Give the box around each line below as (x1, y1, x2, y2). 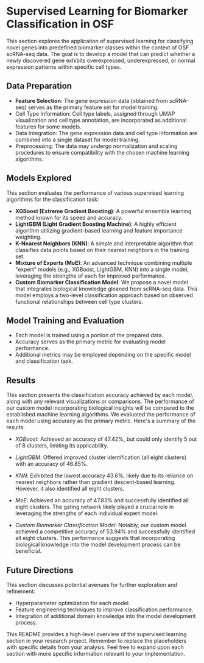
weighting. (15, 233, 42, 240)
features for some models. (15, 123, 82, 130)
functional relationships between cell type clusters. (15, 298, 144, 305)
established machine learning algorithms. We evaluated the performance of (6, 411, 196, 418)
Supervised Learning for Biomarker (6, 4, 188, 18)
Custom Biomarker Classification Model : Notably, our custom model (15, 522, 187, 529)
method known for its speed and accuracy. (15, 214, 123, 221)
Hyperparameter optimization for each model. (15, 600, 130, 606)
